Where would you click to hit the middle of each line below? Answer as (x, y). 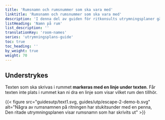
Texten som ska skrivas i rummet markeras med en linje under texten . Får (80, 87)
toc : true (15, 42)
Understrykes (27, 75)
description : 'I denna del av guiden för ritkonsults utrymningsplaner (80, 19)
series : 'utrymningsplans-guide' (39, 37)
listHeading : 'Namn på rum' (34, 23)
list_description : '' (27, 28)
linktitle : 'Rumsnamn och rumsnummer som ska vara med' (63, 14)
